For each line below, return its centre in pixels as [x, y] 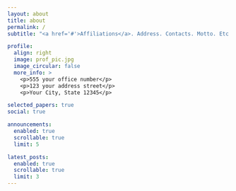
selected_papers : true [41, 105]
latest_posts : [28, 157]
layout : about [28, 14]
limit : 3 [26, 177]
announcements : [30, 125]
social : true [26, 112]
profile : [20, 47]
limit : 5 [26, 144]
